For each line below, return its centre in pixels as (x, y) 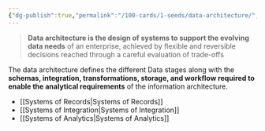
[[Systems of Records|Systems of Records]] (91, 101)
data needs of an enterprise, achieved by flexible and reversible (132, 46)
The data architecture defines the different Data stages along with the (121, 69)
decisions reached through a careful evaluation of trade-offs (126, 54)
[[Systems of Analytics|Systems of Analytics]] (94, 118)
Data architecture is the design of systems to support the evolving (138, 38)
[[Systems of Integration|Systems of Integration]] (99, 110)
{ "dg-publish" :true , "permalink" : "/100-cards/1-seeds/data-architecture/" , (134, 15)
